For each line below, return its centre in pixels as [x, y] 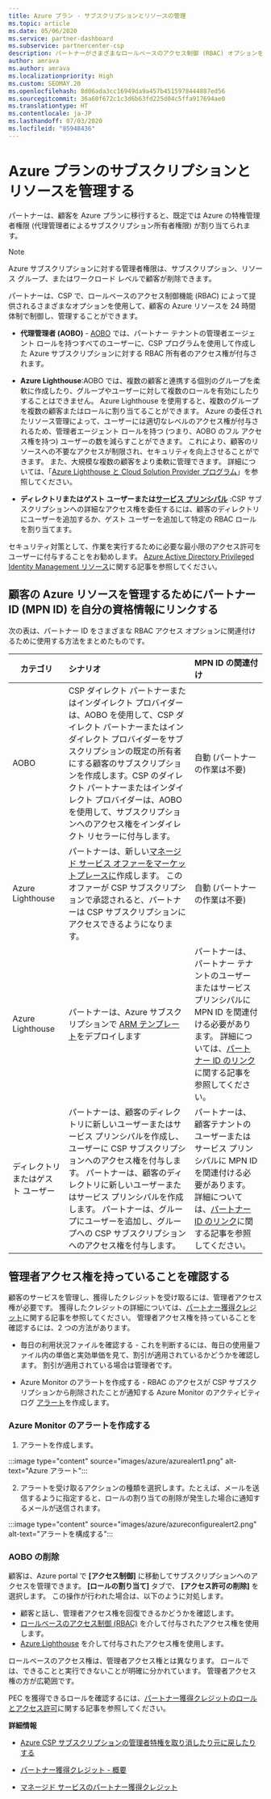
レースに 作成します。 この [133, 876]
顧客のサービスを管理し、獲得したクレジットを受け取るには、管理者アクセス [135, 1298]
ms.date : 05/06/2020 [43, 31]
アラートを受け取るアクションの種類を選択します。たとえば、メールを [136, 1488]
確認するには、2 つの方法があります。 [71, 1328]
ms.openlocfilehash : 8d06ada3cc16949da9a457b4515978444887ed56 [117, 91]
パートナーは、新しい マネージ [125, 851]
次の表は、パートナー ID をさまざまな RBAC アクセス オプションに [118, 631]
